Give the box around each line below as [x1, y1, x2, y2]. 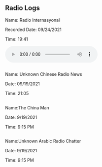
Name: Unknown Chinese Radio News [5, 71, 82, 77]
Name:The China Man [5, 104, 49, 110]
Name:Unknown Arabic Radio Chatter [5, 138, 81, 144]
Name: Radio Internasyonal [5, 17, 60, 23]
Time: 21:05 [5, 91, 29, 97]
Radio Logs [5, 4, 40, 12]
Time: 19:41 [5, 36, 28, 42]
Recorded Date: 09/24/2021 [5, 27, 62, 33]
